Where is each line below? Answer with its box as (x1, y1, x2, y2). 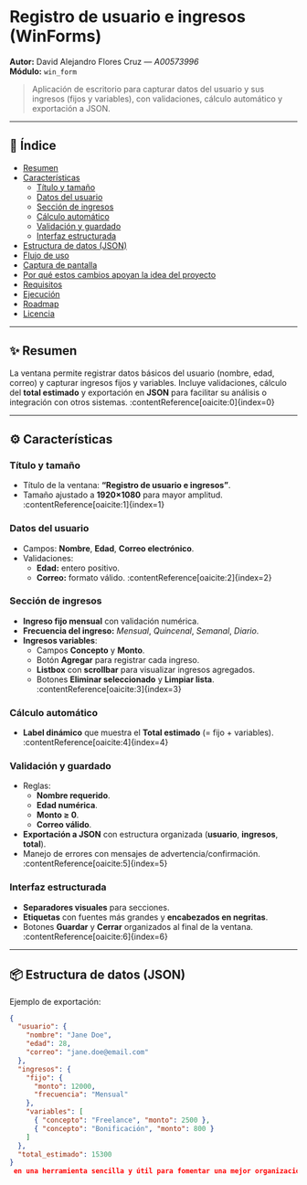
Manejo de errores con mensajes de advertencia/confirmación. (22, 849, 260, 859)
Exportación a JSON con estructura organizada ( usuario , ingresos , (22, 829, 279, 840)
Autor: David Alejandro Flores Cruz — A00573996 (9, 56, 199, 67)
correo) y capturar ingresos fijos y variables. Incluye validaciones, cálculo (9, 377, 288, 388)
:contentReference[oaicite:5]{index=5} (22, 858, 168, 870)
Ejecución (22, 288, 61, 299)
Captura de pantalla (22, 259, 98, 271)
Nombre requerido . (36, 790, 111, 801)
